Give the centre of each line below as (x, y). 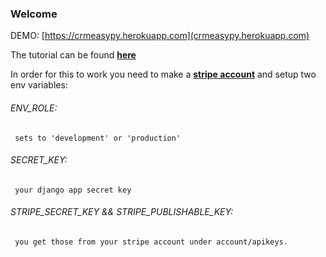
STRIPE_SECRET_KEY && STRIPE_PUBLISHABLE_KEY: (122, 212)
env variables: (39, 85)
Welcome (34, 14)
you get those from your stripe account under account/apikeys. (151, 242)
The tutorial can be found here (73, 55)
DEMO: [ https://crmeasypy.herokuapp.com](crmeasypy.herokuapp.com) (160, 36)
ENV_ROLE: (34, 108)
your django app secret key (73, 190)
